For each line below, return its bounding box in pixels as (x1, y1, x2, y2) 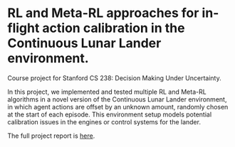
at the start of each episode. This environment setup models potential (7, 110, 212, 119)
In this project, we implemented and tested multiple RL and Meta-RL (7, 87, 207, 96)
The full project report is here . (7, 131, 95, 140)
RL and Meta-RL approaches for (7, 5, 199, 21)
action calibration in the (42, 20, 185, 36)
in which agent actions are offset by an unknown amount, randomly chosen (7, 102, 229, 111)
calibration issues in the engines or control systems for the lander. (7, 117, 202, 126)
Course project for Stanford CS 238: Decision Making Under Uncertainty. (7, 73, 222, 82)
